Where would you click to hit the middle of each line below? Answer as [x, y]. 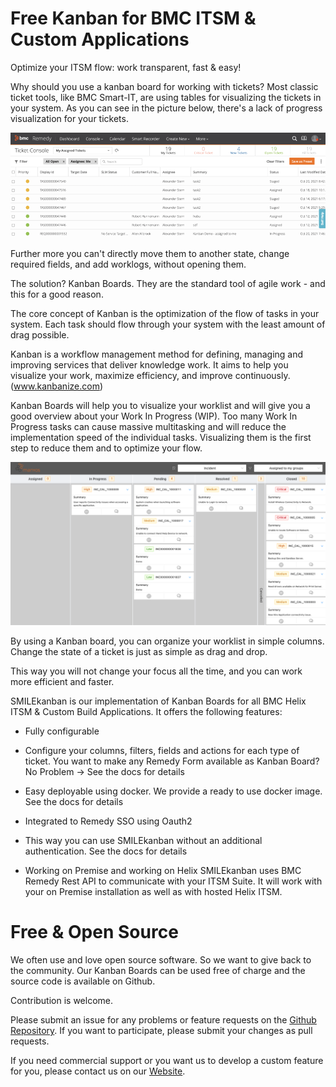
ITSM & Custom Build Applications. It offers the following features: [146, 712]
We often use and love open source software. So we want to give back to [161, 960]
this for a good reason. [57, 294]
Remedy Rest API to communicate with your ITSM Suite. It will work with [173, 881]
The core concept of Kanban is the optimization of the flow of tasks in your [165, 314]
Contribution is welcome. [62, 1001]
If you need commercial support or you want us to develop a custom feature [167, 1061]
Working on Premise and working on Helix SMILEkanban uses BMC [163, 871]
